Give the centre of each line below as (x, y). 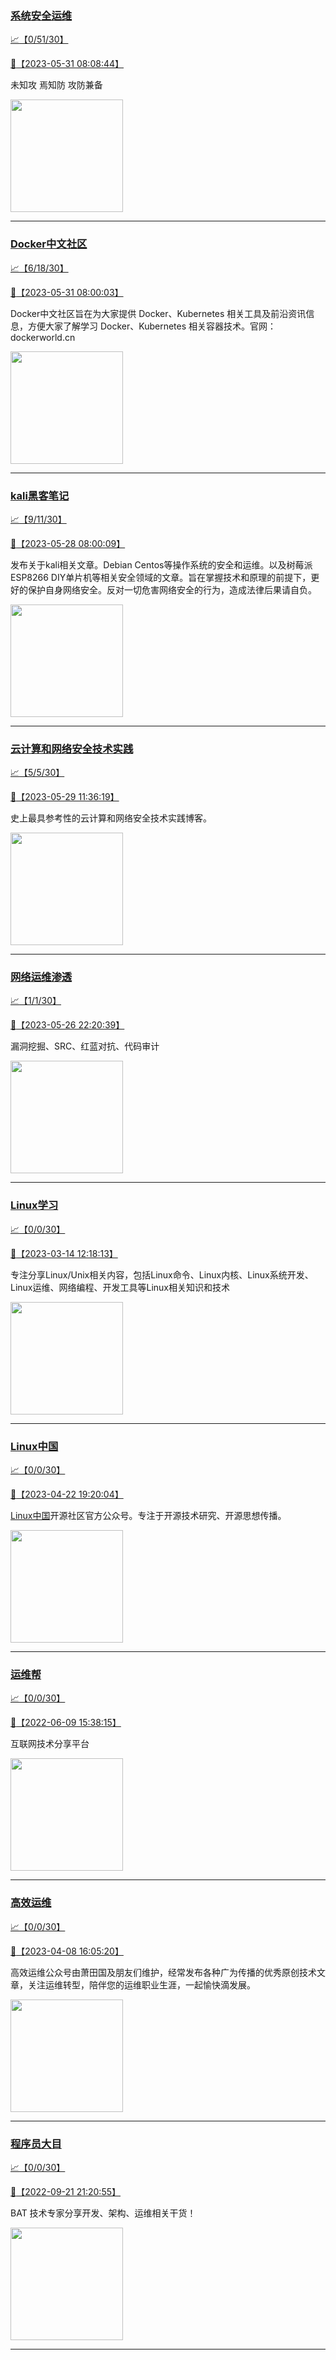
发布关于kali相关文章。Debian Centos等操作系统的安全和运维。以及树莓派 (161, 564)
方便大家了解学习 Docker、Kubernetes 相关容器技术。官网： (152, 326)
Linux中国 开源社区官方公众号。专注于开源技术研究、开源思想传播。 (148, 1516)
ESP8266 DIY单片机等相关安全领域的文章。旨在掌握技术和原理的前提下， (161, 577)
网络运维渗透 (41, 977)
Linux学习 (34, 1205)
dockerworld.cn (43, 337)
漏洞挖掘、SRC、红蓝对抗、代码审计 (85, 1046)
